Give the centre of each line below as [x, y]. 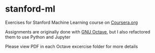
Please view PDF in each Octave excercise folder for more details [72, 46]
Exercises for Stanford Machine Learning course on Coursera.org [72, 22]
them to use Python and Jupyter [38, 37]
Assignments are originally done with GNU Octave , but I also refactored [78, 32]
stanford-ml [30, 9]
